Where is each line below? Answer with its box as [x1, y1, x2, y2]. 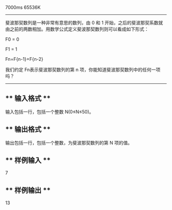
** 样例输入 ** [5, 156, 51, 165]
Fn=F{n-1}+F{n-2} [5, 56, 44, 62]
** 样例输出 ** [5, 186, 51, 195]
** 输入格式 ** [5, 94, 51, 103]
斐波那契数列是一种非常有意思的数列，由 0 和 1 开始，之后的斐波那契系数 [5, 20, 159, 26]
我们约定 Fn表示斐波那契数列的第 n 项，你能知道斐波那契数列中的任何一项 [5, 66, 161, 73]
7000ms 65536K [5, 5, 41, 10]
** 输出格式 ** [5, 125, 51, 134]
